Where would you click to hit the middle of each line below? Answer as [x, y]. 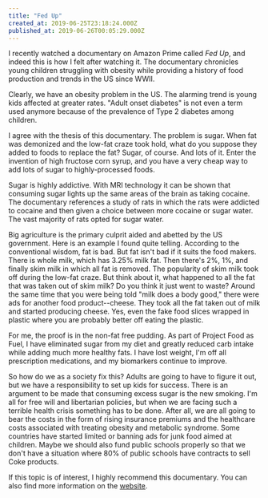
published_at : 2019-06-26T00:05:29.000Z [77, 30]
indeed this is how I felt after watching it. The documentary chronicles [123, 62]
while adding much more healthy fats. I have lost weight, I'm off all [117, 353]
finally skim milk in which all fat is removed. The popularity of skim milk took [133, 269]
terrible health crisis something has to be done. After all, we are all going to [132, 411]
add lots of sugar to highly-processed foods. [82, 170]
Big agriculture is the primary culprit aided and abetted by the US [116, 235]
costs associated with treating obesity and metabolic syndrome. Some [124, 428]
